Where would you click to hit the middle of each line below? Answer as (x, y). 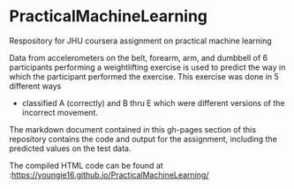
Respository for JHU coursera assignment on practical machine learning (140, 41)
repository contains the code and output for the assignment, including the (143, 139)
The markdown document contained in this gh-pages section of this (133, 129)
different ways (35, 86)
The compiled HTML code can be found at (86, 165)
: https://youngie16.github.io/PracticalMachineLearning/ (109, 175)
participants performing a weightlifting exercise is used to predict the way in (147, 67)
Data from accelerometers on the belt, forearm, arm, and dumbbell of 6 (138, 57)
